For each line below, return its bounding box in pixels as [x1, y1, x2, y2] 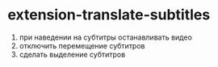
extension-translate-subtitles [7, 6, 211, 24]
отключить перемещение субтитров [19, 40, 145, 50]
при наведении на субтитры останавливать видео [19, 32, 193, 42]
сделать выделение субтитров [19, 49, 126, 59]
